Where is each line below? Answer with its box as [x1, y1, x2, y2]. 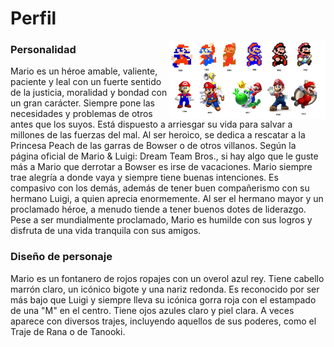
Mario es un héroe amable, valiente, [10, 65, 158, 77]
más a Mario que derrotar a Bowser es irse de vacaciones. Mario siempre [10, 161, 313, 173]
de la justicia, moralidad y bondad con [10, 87, 168, 99]
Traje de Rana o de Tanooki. [10, 325, 126, 337]
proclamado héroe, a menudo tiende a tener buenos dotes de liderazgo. [10, 203, 307, 216]
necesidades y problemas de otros [10, 108, 153, 120]
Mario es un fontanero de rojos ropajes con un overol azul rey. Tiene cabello [10, 272, 325, 284]
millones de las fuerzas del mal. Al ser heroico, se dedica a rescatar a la [10, 129, 306, 141]
